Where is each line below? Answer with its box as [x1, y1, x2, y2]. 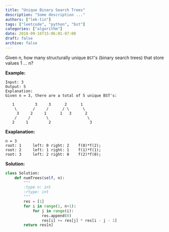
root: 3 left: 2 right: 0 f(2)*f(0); [5, 152, 101, 157]
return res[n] [23, 222, 53, 228]
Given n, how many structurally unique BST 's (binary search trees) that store [5, 54, 164, 61]
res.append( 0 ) [41, 213, 72, 218]
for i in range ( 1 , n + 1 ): [23, 204, 76, 209]
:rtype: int [23, 189, 49, 195]
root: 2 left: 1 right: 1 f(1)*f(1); [5, 147, 101, 153]
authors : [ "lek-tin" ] [5, 17, 51, 22]
